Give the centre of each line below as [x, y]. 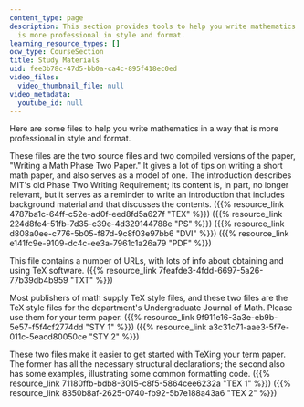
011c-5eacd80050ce [48, 337]
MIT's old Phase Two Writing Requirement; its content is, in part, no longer [149, 185]
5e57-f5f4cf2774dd [47, 327]
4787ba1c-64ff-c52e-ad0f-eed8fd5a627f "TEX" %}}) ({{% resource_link [146, 214]
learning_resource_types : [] [65, 43]
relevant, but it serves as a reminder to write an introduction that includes [147, 195]
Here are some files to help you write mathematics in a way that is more [144, 129]
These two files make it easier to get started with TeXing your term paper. [147, 355]
